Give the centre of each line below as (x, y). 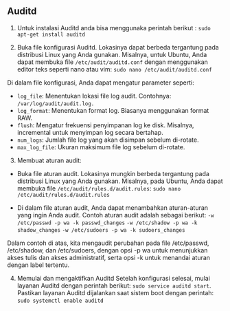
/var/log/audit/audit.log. (56, 104)
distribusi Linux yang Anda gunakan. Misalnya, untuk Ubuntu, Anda (112, 54)
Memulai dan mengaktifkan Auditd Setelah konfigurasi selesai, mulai (114, 278)
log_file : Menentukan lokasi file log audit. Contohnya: (94, 96)
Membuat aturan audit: (49, 160)
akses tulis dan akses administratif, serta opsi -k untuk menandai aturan (109, 257)
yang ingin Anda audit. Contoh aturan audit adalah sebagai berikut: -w (115, 215)
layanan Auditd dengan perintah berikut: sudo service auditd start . (114, 286)
